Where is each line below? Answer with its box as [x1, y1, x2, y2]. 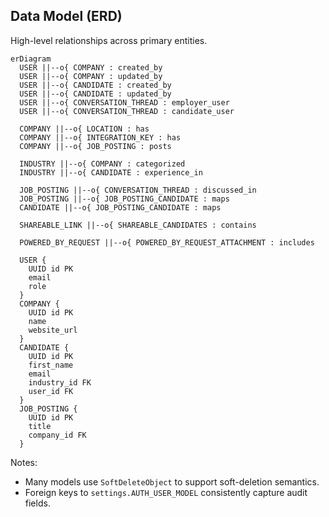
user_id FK [28, 386, 74, 396]
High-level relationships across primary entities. [10, 34, 208, 46]
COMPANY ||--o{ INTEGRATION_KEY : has [19, 132, 182, 143]
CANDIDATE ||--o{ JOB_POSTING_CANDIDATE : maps [19, 202, 222, 213]
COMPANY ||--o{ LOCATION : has [19, 124, 150, 134]
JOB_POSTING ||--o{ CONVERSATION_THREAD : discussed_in [19, 185, 257, 195]
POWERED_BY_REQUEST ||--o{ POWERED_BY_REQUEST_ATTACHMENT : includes [19, 237, 315, 248]
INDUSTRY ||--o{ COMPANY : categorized [19, 159, 186, 169]
